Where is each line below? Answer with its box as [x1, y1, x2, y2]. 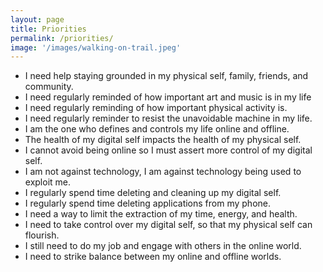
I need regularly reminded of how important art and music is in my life [24, 91, 312, 103]
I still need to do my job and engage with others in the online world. [24, 240, 302, 252]
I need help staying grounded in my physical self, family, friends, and [24, 70, 309, 82]
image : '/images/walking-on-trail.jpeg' [10, 42, 182, 53]
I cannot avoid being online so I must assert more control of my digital [24, 144, 313, 156]
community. [24, 81, 74, 93]
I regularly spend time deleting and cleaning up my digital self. [24, 187, 282, 199]
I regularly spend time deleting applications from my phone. [24, 197, 271, 210]
